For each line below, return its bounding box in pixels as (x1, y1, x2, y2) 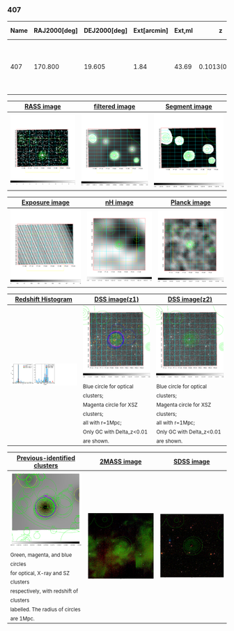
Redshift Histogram (15, 295, 73, 304)
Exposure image (21, 198, 70, 207)
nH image (104, 198, 134, 207)
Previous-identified (16, 454, 75, 462)
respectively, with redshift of (10, 588, 79, 595)
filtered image (93, 103, 136, 111)
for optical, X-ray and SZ (10, 570, 70, 577)
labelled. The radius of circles (10, 606, 81, 613)
